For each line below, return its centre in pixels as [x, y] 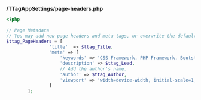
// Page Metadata [28, 30]
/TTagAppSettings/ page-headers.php [55, 9]
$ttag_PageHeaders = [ [34, 41]
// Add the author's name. [93, 69]
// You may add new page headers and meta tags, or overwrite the [91, 36]
